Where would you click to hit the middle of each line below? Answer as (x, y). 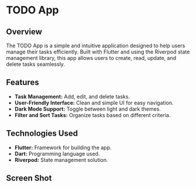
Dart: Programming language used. (57, 154)
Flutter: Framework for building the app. (63, 147)
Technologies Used (42, 134)
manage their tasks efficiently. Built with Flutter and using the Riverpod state (98, 52)
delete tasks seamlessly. (36, 64)
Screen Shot (29, 178)
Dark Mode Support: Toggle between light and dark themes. (87, 109)
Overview (24, 32)
